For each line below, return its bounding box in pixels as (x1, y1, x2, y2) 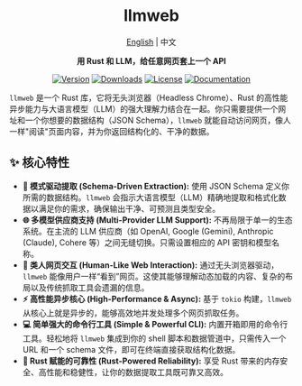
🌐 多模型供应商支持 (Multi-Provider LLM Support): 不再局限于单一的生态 (22, 214, 293, 225)
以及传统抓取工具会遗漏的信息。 (30, 281, 150, 293)
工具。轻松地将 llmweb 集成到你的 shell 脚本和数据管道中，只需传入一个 (22, 333, 287, 344)
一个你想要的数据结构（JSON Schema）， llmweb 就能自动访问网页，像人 (24, 115, 291, 125)
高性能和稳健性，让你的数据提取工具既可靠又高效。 (38, 366, 228, 377)
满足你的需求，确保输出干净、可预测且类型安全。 (38, 203, 221, 214)
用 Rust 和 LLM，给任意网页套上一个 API (76, 55, 227, 66)
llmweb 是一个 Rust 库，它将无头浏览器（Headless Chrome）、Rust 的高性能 (9, 92, 288, 103)
